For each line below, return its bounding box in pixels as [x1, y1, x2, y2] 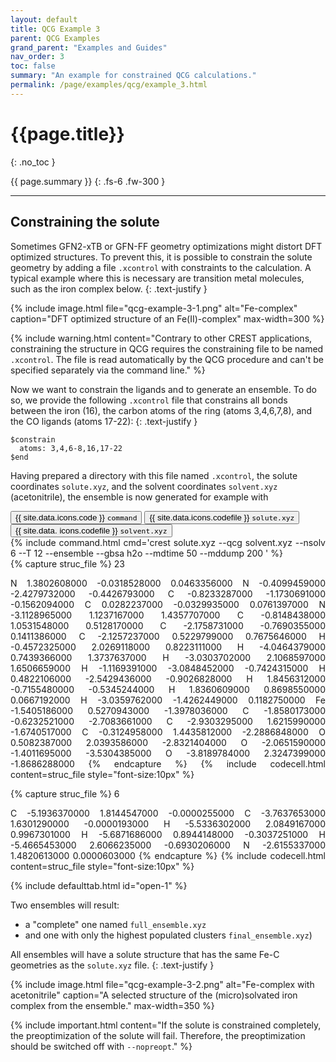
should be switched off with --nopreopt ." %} [10, 1040, 193, 1052]
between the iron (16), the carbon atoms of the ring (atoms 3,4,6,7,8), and [10, 404, 313, 416]
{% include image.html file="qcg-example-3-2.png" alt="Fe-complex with [10, 978, 315, 990]
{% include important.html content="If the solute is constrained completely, [10, 1019, 322, 1031]
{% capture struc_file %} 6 [10, 787, 120, 800]
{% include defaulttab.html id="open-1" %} [10, 879, 188, 891]
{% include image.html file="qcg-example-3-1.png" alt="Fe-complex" [10, 302, 298, 314]
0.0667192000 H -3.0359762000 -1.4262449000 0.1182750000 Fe [10, 694, 326, 706]
